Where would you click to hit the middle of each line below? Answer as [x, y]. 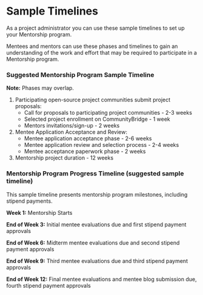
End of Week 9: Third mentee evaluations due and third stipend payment [97, 261]
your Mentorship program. [39, 34]
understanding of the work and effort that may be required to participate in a [101, 52]
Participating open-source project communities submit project [93, 100]
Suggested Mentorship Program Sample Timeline [80, 75]
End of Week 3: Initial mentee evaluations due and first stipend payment [96, 224]
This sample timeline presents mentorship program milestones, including [97, 194]
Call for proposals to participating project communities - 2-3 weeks [108, 113]
